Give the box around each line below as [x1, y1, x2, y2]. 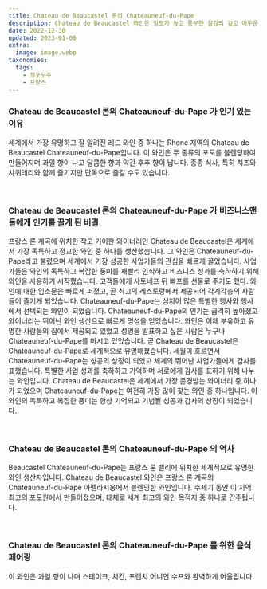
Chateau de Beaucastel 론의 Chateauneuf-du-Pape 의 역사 [8, 443, 235, 454]
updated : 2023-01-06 [8, 33, 77, 42]
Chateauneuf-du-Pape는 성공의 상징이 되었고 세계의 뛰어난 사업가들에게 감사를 [8, 356, 257, 366]
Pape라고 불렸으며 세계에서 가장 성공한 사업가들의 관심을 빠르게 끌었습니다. [8, 257, 242, 266]
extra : [8, 41, 30, 49]
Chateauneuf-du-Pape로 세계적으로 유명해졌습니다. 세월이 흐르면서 [8, 346, 221, 355]
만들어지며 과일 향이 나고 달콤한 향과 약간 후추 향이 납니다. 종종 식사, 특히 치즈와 [8, 157, 257, 167]
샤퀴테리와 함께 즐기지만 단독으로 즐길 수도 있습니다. [8, 167, 170, 177]
